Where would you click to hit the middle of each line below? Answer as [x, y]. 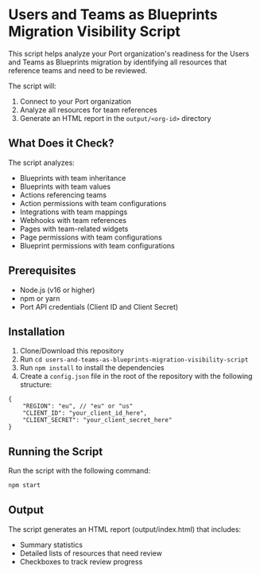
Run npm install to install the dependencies [92, 368]
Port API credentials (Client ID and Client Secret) [99, 307]
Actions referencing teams [63, 195]
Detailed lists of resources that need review [91, 553]
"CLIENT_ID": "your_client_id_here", [85, 413]
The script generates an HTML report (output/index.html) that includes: [124, 529]
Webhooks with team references [73, 220]
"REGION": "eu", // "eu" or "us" [78, 406]
